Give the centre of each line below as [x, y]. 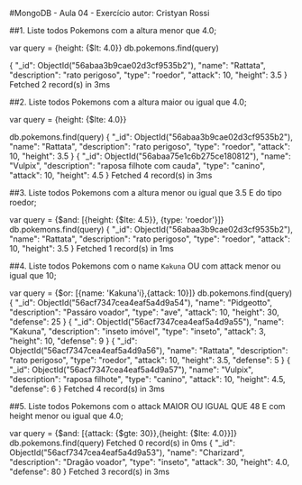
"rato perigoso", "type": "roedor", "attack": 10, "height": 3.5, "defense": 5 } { [150, 360]
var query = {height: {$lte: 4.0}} [68, 119]
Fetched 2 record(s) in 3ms [60, 84]
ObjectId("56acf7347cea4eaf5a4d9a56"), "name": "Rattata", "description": [149, 350]
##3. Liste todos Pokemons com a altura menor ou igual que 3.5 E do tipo [146, 192]
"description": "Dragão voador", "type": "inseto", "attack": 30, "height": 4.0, [150, 462]
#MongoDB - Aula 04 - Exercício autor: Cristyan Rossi [110, 13]
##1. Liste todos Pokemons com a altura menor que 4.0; [113, 30]
